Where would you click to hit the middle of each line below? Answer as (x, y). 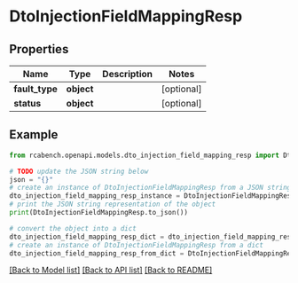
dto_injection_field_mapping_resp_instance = (94, 196)
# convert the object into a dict (73, 228)
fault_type (35, 89)
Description (127, 74)
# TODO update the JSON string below (79, 171)
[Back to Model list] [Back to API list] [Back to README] (111, 270)
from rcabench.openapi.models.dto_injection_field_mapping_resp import (144, 155)
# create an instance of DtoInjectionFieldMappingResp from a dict (137, 245)
